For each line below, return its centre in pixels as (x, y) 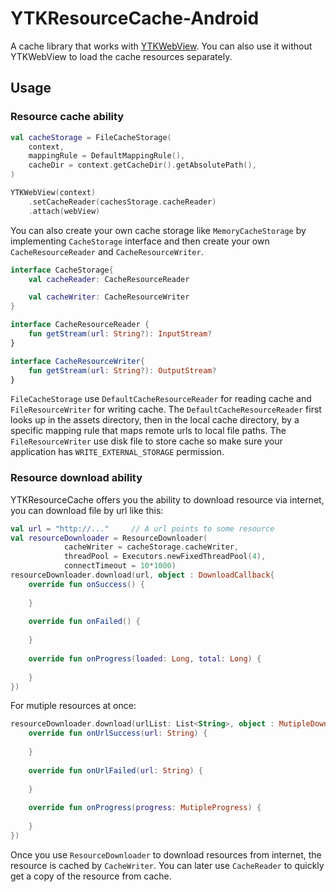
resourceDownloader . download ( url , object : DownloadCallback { (142, 575)
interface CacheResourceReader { (80, 325)
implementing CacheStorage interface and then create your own (140, 241)
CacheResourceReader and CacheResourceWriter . (107, 251)
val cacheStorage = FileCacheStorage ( (91, 137)
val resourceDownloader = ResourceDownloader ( (109, 538)
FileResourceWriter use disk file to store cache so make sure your (146, 441)
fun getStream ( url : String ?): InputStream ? (120, 334)
